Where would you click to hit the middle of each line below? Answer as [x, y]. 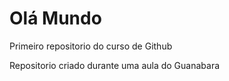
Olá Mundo [55, 18]
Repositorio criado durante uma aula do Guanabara [115, 65]
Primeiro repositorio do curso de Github [91, 46]
